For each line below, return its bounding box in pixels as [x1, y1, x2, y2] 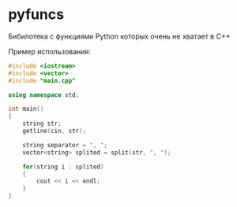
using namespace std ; [8, 91, 80, 99]
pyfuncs [8, 6, 65, 24]
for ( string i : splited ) [22, 163, 104, 171]
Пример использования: [8, 46, 91, 56]
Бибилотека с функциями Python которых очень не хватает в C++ [8, 31, 231, 41]
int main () [8, 105, 44, 113]
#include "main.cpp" [8, 76, 77, 84]
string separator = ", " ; [22, 141, 108, 149]
